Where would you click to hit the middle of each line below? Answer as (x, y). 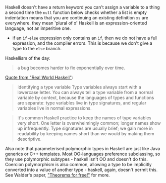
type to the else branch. (37, 48)
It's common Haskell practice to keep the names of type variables (84, 118)
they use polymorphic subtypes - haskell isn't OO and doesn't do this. (76, 159)
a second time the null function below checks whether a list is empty (76, 12)
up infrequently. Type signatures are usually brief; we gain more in (85, 128)
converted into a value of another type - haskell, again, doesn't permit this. (81, 170)
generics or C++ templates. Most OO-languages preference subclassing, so (83, 154)
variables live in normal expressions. (54, 108)
